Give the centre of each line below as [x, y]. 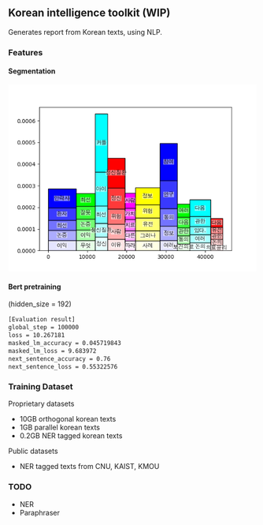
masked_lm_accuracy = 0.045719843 [65, 343]
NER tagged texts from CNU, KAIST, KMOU [89, 467]
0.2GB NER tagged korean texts [71, 436]
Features [26, 52]
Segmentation [32, 71]
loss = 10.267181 [37, 336]
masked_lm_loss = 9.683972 [52, 351]
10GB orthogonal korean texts [68, 419]
